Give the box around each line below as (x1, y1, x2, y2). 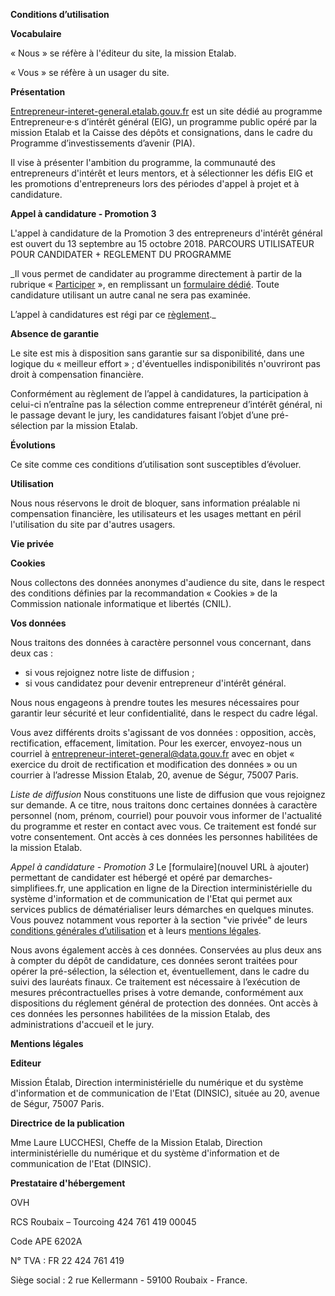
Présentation (10, 86, 66, 98)
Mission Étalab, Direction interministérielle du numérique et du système (10, 1077, 304, 1088)
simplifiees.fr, (10, 882, 67, 894)
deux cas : (10, 647, 53, 659)
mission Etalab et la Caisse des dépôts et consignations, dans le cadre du (10, 127, 313, 138)
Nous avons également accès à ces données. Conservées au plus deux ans (10, 944, 322, 956)
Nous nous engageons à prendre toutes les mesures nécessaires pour (10, 697, 300, 708)
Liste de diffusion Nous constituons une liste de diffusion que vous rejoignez (10, 789, 326, 800)
